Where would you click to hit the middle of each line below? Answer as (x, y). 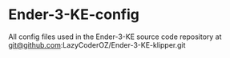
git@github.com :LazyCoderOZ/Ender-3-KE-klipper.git (97, 44)
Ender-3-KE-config (74, 15)
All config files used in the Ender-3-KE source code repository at (115, 37)
